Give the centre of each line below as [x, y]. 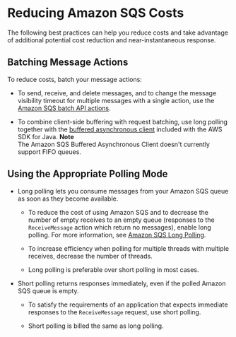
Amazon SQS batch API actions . [64, 108]
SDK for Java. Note [46, 136]
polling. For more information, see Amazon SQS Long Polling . [117, 235]
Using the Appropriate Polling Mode [88, 174]
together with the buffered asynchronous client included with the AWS [120, 129]
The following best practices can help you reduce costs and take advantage [118, 32]
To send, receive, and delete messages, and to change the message [117, 93]
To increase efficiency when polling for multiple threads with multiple [129, 248]
